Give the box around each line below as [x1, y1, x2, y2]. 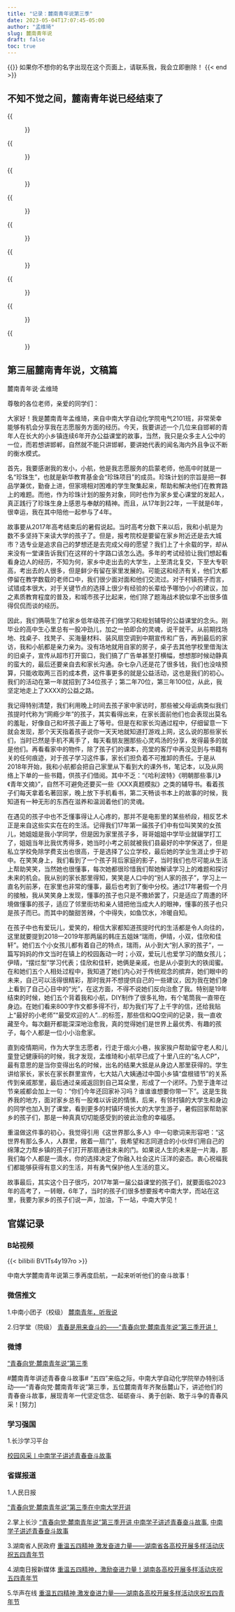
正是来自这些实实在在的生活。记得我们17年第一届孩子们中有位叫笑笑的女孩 [7, 820, 222, 829]
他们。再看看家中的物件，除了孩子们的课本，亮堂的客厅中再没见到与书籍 [13, 745, 222, 753]
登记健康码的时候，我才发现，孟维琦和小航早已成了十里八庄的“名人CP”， [13, 1051, 224, 1060]
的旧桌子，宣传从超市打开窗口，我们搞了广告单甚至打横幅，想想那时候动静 [7, 651, 222, 659]
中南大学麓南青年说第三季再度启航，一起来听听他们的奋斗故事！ [7, 1271, 191, 1280]
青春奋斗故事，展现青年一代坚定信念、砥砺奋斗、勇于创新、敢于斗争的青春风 [7, 1391, 228, 1400]
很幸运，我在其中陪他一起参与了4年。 [7, 507, 116, 516]
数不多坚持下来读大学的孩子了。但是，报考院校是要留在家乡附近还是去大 [7, 531, 215, 540]
